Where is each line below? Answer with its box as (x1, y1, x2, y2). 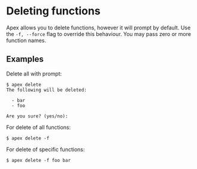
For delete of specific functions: (6, 146, 85, 153)
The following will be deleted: (6, 87, 87, 93)
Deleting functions (6, 4, 101, 18)
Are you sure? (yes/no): (6, 113, 68, 119)
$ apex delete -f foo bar (6, 157, 71, 163)
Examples (6, 54, 44, 64)
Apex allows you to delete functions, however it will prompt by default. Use (6, 24, 191, 31)
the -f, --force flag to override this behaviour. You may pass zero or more (6, 30, 192, 37)
